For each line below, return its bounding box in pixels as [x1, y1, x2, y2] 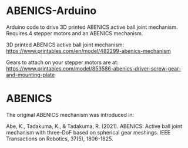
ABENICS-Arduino [6, 4, 97, 18]
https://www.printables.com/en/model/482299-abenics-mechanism [6, 47, 172, 54]
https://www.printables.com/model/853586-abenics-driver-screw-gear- [6, 65, 182, 72]
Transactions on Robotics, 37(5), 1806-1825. [6, 135, 113, 142]
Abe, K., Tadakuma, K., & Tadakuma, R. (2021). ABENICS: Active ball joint [6, 122, 182, 130]
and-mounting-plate [6, 71, 55, 78]
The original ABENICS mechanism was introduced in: [6, 111, 135, 118]
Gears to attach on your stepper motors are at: [6, 59, 119, 66]
